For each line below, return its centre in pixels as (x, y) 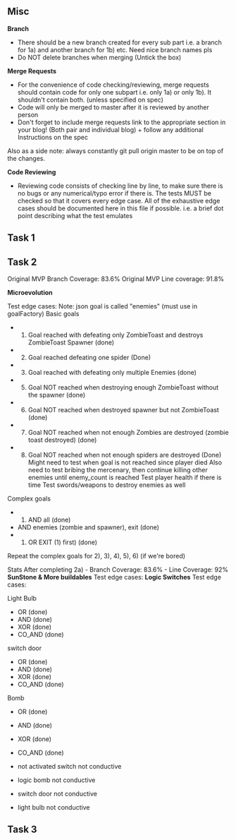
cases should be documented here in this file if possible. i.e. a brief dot (120, 208)
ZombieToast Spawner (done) (71, 342)
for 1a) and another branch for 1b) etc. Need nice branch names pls (115, 49)
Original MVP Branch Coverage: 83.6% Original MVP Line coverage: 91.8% (116, 279)
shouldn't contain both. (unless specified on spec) (91, 100)
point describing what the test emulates (75, 215)
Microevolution (30, 293)
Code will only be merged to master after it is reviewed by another (113, 107)
